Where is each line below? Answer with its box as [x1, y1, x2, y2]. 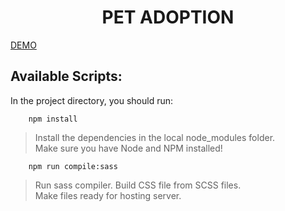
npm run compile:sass [28, 161, 118, 171]
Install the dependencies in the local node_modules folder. [34, 131, 276, 143]
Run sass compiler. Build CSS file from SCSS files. [34, 179, 242, 191]
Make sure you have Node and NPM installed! [34, 142, 223, 154]
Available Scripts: [10, 68, 123, 85]
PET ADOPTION [101, 6, 235, 29]
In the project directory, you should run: [10, 94, 174, 106]
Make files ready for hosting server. [34, 189, 182, 201]
